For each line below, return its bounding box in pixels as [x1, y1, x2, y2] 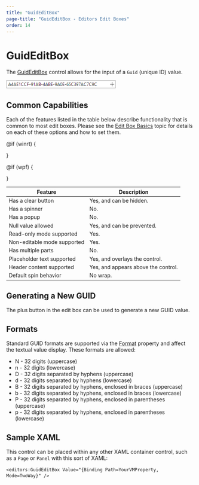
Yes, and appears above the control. [89, 263, 178, 270]
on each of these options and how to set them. [6, 129, 121, 136]
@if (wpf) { [6, 163, 33, 170]
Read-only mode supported [8, 230, 78, 237]
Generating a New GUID [6, 291, 96, 301]
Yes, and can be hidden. [89, 197, 149, 204]
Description [118, 188, 149, 196]
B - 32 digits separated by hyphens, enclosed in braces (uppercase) [14, 383, 183, 391]
